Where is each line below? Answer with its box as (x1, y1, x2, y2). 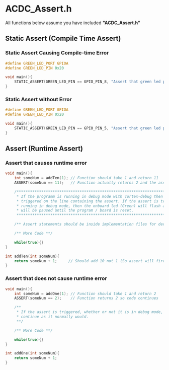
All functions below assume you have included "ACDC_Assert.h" (5, 20, 141, 26)
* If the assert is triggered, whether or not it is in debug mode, (16, 310, 163, 315)
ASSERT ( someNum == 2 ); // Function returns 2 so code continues (14, 295, 158, 301)
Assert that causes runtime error (5, 159, 87, 166)
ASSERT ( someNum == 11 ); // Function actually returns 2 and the (14, 180, 156, 185)
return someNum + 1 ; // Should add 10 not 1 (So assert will (14, 258, 154, 263)
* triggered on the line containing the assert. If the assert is (16, 198, 158, 204)
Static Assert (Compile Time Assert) (5, 34, 121, 43)
